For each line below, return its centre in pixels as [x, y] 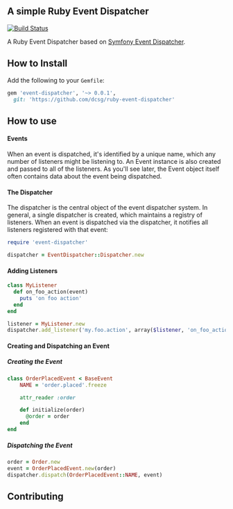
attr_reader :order [48, 398]
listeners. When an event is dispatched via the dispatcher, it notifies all [108, 222]
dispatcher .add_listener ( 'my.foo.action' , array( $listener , [96, 330]
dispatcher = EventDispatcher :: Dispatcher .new [76, 255]
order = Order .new [34, 462]
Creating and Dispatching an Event [58, 346]
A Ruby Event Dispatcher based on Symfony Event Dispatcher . [96, 42]
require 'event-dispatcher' [48, 242]
